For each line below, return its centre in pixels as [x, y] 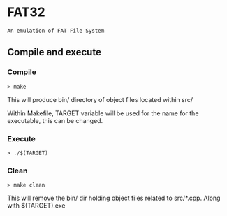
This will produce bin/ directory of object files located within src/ [100, 99]
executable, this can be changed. [55, 120]
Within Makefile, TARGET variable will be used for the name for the [103, 113]
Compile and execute [54, 52]
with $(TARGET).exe [36, 206]
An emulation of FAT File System [56, 31]
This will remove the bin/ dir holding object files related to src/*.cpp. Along [114, 198]
